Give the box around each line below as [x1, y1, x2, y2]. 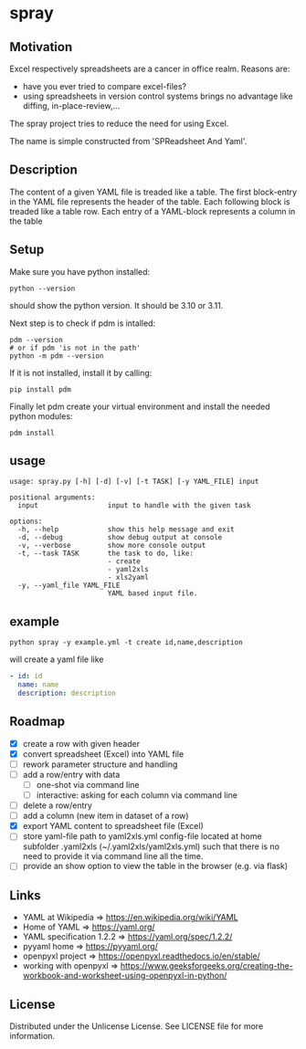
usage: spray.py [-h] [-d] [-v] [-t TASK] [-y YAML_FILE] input [9, 477, 259, 487]
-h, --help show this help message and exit [17, 525, 235, 534]
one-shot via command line [36, 779, 140, 790]
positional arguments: [9, 493, 96, 502]
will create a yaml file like [9, 654, 104, 665]
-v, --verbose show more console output [17, 541, 206, 551]
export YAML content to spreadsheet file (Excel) [22, 821, 204, 832]
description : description [17, 688, 117, 698]
